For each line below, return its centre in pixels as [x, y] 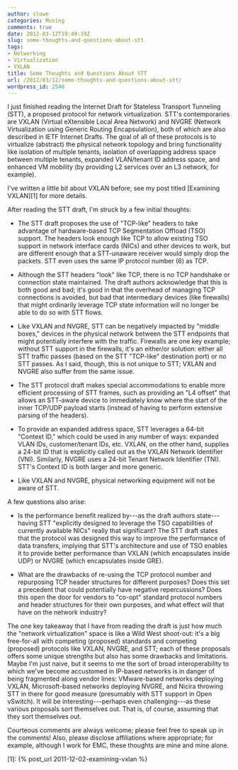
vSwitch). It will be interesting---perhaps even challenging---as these [109, 702]
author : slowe [28, 14]
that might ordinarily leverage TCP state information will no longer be [118, 305]
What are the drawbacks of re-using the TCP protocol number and [114, 575]
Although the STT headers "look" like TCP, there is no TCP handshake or [124, 275]
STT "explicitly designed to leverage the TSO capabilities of [126, 523]
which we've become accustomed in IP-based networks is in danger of [111, 671]
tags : [15, 47]
